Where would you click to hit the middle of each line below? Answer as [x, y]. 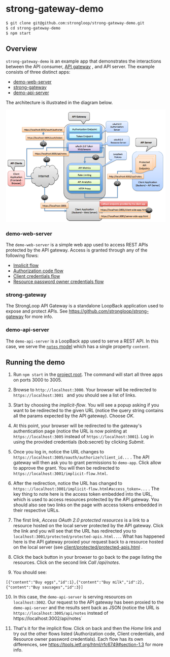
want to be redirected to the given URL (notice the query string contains [88, 411]
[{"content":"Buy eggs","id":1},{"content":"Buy [58, 582]
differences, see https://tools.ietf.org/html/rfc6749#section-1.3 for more [88, 645]
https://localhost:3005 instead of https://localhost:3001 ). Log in [83, 437]
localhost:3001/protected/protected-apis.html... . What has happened [89, 536]
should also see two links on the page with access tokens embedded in [88, 505]
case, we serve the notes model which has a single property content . [78, 346]
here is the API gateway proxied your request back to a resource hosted [88, 542]
